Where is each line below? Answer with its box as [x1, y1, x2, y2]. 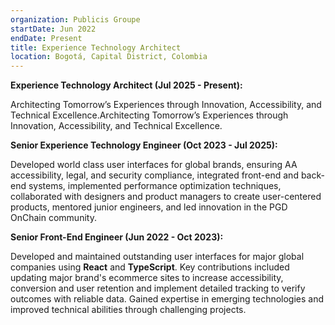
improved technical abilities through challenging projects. [10, 304, 247, 316]
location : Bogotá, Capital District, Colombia [10, 52, 208, 62]
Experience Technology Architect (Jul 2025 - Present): [10, 79, 243, 91]
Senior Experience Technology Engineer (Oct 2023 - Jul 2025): [10, 139, 278, 151]
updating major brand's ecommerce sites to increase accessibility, [10, 272, 284, 284]
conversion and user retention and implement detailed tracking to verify [10, 282, 306, 295]
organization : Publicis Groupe [10, 14, 141, 25]
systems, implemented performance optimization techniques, [28, 180, 282, 192]
